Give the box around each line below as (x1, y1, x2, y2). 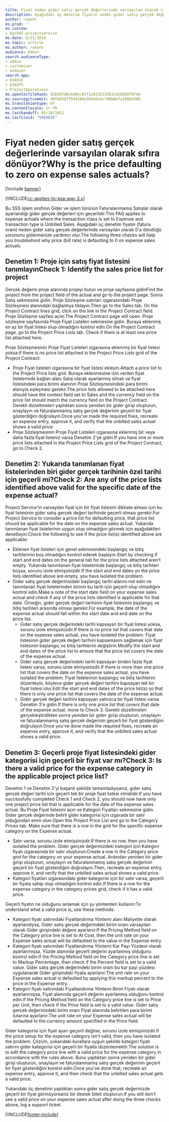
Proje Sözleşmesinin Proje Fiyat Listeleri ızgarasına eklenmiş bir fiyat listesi (5, 344, 160, 350)
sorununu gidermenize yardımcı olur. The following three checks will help (5, 232, 156, 238)
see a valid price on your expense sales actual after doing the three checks (5, 1096, 161, 1102)
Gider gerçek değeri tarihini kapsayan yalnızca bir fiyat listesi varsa (20, 696, 159, 702)
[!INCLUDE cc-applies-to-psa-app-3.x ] (5, 195, 85, 202)
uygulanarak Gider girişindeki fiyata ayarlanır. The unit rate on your (12, 970, 150, 976)
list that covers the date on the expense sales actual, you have (20, 670, 149, 676)
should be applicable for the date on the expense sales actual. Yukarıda (5, 520, 153, 526)
